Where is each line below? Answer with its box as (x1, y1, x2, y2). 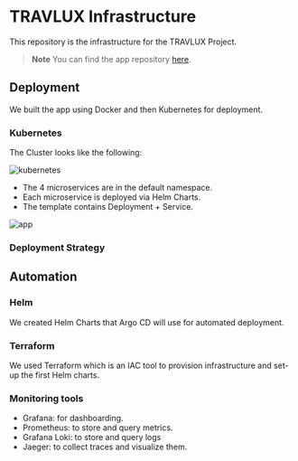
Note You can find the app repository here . (31, 53, 191, 64)
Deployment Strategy (9, 241, 106, 254)
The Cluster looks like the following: (9, 147, 143, 158)
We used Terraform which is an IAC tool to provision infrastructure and (9, 360, 273, 371)
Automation (9, 269, 78, 285)
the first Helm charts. (21, 369, 100, 381)
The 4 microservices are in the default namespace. (22, 183, 213, 193)
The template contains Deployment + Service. (22, 202, 194, 212)
